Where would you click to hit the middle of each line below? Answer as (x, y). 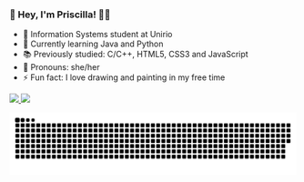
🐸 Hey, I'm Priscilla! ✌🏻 (60, 15)
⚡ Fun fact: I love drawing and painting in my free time (124, 77)
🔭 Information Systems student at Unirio (97, 35)
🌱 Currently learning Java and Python (93, 44)
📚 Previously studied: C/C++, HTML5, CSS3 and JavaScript (135, 55)
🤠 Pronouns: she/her (61, 67)
